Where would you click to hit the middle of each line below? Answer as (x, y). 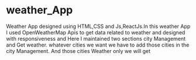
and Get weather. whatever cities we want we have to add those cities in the (98, 45)
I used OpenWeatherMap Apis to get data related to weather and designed (96, 32)
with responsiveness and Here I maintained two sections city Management (96, 38)
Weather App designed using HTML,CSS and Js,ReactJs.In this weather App (98, 26)
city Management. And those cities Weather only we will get (78, 51)
